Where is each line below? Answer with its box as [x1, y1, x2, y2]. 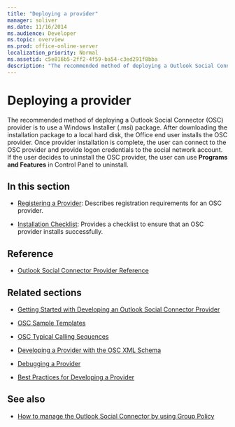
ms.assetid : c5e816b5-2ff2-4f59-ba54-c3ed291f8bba [7, 56, 158, 63]
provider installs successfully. [17, 227, 104, 236]
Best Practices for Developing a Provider [17, 373, 135, 381]
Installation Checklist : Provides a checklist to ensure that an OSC [17, 220, 204, 228]
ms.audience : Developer [7, 29, 77, 37]
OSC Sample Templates [17, 319, 86, 327]
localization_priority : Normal [7, 50, 99, 57]
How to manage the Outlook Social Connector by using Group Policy [17, 412, 215, 420]
